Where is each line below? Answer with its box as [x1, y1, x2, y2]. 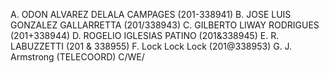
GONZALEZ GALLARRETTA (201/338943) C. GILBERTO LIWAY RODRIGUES [10, 19, 320, 31]
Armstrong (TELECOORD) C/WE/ [10, 51, 145, 63]
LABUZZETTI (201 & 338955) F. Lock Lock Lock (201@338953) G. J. [10, 40, 293, 52]
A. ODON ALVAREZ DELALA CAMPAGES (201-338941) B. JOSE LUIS [10, 9, 292, 20]
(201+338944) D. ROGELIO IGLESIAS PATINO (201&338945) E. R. [10, 30, 280, 41]
